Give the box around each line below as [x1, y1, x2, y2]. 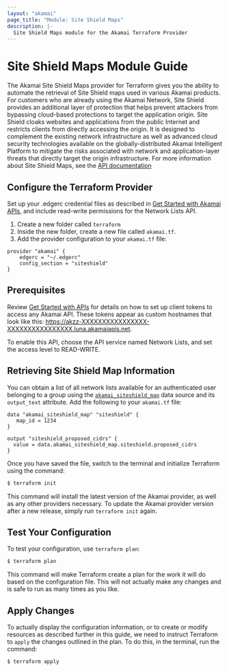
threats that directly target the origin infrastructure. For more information [7, 154, 211, 163]
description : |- [7, 23, 53, 29]
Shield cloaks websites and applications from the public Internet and [7, 118, 200, 126]
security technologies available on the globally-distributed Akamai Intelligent [7, 140, 222, 148]
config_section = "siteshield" [19, 260, 109, 267]
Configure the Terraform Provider [7, 181, 153, 193]
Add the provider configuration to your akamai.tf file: [16, 235, 167, 243]
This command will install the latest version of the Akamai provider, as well [7, 492, 217, 501]
